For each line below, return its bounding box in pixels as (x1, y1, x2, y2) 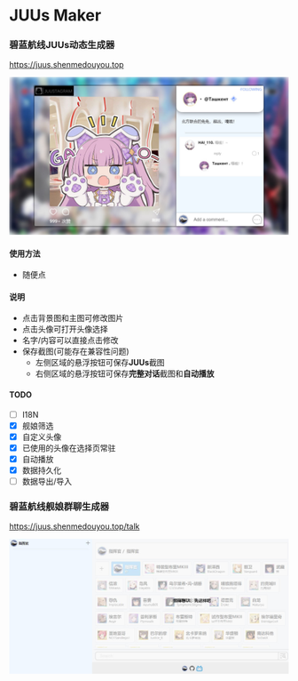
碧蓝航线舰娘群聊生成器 (9, 500, 109, 512)
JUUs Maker (9, 5, 102, 26)
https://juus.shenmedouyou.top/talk (9, 521, 140, 532)
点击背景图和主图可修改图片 (21, 313, 124, 324)
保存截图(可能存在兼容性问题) (21, 346, 130, 357)
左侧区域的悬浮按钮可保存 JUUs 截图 (35, 357, 166, 368)
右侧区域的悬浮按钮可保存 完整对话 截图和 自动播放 (35, 368, 215, 379)
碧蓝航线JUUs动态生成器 (9, 39, 115, 52)
